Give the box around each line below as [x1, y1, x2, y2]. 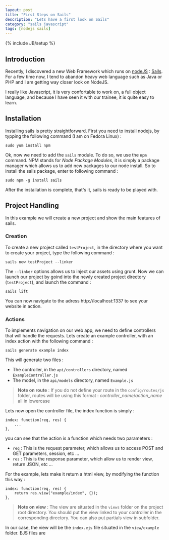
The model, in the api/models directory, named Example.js [12, 377, 134, 383]
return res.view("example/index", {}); [14, 491, 98, 496]
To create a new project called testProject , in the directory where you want [5, 244, 163, 250]
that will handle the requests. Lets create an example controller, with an [5, 333, 153, 339]
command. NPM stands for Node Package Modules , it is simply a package [5, 157, 160, 163]
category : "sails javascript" [5, 21, 69, 27]
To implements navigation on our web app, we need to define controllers [5, 327, 156, 333]
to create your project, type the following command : [5, 249, 115, 256]
